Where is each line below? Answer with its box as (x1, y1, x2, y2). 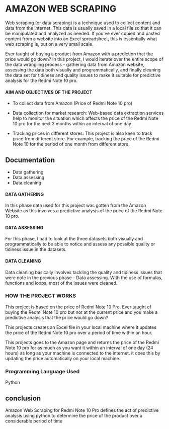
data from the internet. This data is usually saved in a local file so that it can (5, 25, 162, 31)
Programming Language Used (5, 368, 79, 375)
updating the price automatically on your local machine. (5, 355, 121, 361)
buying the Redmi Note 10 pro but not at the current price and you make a (5, 309, 158, 315)
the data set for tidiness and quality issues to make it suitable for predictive (5, 72, 161, 78)
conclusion (5, 394, 41, 402)
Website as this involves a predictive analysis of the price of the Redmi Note (5, 208, 162, 214)
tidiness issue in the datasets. (5, 246, 67, 252)
